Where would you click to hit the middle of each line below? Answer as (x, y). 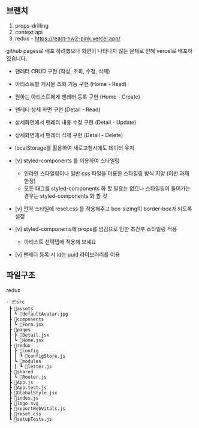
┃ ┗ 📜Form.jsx (26, 324)
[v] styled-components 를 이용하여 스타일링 (67, 160)
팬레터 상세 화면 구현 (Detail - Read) (58, 109)
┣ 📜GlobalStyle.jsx (33, 393)
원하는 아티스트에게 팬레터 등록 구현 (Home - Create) (78, 96)
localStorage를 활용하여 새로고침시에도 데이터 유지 (75, 148)
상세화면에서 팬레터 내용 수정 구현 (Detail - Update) (76, 122)
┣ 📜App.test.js (28, 387)
